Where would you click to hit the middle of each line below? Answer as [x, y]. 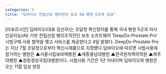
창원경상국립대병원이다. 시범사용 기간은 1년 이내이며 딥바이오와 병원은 [90, 60]
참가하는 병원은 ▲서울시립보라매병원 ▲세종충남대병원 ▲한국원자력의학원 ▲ [79, 54]
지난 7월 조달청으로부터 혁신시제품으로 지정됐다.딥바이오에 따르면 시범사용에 [84, 48]
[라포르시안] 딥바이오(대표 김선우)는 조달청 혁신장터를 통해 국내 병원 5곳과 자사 [81, 29]
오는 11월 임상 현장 [23, 66]
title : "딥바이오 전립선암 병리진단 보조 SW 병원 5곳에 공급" [60, 14]
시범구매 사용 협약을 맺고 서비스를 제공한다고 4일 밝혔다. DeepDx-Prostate [78, 41]
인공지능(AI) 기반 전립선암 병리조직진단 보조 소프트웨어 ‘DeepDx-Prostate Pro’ [82, 35]
